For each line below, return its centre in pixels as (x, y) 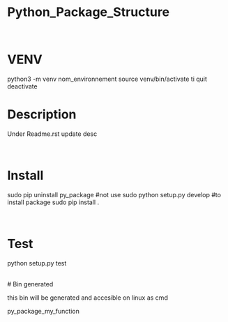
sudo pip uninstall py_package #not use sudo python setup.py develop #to (114, 194)
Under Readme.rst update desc (52, 134)
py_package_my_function (44, 311)
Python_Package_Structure (88, 12)
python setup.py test (37, 263)
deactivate (22, 86)
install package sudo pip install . (53, 202)
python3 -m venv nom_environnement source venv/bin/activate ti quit (107, 79)
